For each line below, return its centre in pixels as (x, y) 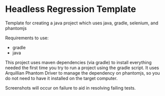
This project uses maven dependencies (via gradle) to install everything (79, 62)
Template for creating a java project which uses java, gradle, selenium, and (82, 23)
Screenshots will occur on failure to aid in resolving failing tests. (70, 88)
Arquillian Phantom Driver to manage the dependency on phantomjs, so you (82, 73)
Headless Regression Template (71, 9)
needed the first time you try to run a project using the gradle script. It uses (82, 68)
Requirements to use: (27, 38)
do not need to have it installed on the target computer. (61, 78)
